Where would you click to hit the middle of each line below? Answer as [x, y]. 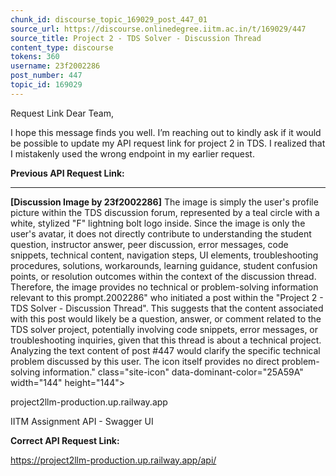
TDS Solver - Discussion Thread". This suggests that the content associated [167, 308]
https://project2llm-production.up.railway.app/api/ [113, 460]
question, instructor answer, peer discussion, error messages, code [149, 244]
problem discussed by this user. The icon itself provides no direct [145, 361]
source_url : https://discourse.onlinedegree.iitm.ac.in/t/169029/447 [158, 29]
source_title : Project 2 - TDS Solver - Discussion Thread [136, 38]
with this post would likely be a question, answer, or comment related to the [166, 318]
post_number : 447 [46, 76]
